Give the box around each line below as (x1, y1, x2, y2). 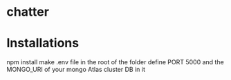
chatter (6, 4, 50, 20)
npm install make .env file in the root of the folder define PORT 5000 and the (6, 58, 224, 66)
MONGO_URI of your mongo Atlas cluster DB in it (6, 66, 146, 74)
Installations (6, 36, 80, 51)
